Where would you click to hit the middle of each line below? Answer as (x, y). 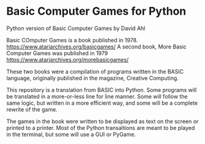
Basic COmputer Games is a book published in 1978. (72, 40)
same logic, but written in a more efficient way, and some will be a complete (102, 103)
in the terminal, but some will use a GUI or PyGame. (71, 134)
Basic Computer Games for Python (96, 11)
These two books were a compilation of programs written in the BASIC (95, 71)
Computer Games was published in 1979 (57, 53)
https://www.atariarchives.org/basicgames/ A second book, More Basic (96, 47)
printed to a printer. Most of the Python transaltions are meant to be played (101, 127)
